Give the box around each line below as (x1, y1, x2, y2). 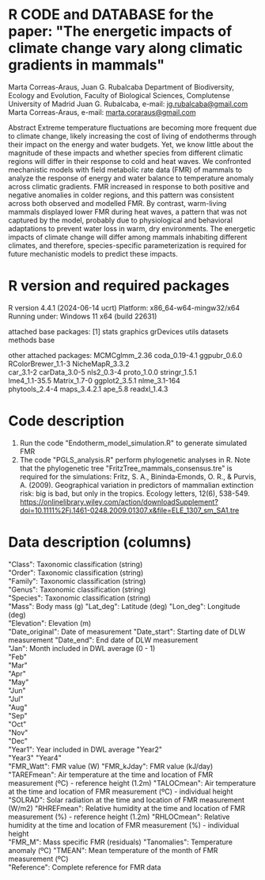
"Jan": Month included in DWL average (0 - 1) (8, 643, 156, 653)
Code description (8, 412, 125, 430)
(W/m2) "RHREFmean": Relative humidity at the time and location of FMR (8, 803, 246, 813)
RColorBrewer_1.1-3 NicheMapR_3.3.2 (8, 359, 130, 368)
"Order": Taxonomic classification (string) (8, 568, 144, 577)
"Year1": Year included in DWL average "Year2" (8, 745, 162, 754)
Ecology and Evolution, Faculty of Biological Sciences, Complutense (8, 90, 231, 100)
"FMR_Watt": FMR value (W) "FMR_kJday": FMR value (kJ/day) (8, 761, 214, 771)
